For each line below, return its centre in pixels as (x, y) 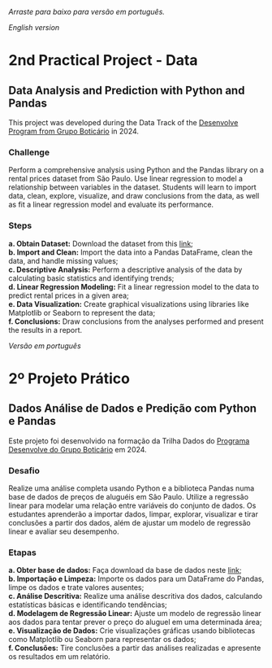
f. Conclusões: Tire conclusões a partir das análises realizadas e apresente (135, 648)
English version (34, 27)
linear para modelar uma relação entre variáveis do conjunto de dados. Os (132, 505)
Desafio (24, 470)
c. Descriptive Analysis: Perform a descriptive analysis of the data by (125, 269)
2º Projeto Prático (69, 378)
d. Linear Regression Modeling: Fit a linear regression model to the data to (134, 286)
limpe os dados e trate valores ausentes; (76, 587)
